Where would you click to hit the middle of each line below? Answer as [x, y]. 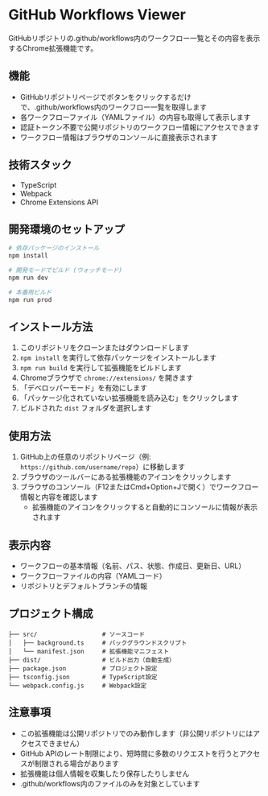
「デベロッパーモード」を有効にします [83, 388]
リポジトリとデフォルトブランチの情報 [83, 586]
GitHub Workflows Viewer [97, 15]
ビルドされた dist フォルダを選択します [86, 408]
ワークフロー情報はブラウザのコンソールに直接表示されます [119, 137]
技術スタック [40, 165]
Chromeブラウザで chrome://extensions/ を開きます [107, 378]
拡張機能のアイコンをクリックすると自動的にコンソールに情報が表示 [144, 507]
